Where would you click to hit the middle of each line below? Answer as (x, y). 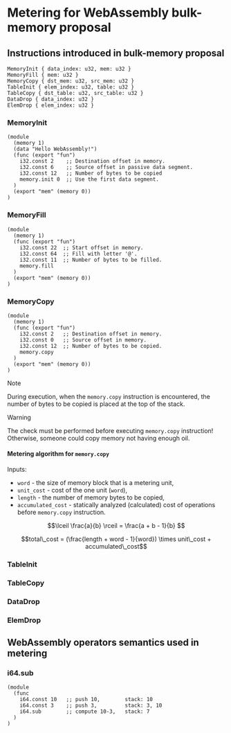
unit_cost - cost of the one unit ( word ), (72, 491)
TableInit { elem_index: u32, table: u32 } (71, 87)
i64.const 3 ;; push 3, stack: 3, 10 (91, 706)
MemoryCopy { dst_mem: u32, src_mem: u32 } (71, 81)
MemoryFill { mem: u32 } (43, 75)
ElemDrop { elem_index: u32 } (51, 105)
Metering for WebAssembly (88, 13)
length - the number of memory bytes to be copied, (91, 497)
